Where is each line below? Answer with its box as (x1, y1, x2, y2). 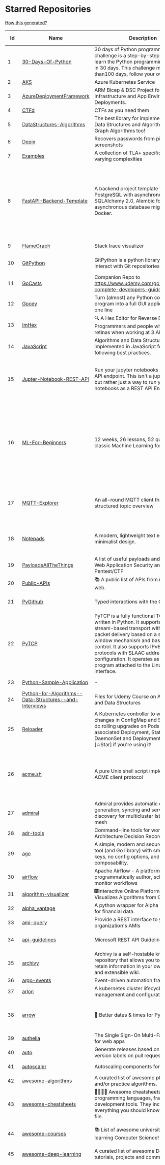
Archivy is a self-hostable (94, 950, 155, 957)
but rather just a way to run (94, 378, 157, 385)
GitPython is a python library (94, 256, 160, 263)
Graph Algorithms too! (94, 127, 146, 134)
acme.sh (22, 770, 42, 777)
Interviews (22, 702, 46, 709)
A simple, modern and (94, 841, 145, 848)
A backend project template (94, 185, 159, 192)
